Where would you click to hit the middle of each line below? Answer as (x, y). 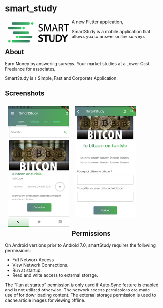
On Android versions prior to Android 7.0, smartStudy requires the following (81, 245)
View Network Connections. (40, 265)
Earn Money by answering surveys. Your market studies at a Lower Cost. (78, 63)
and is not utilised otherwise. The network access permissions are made (78, 290)
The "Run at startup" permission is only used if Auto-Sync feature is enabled (82, 285)
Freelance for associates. (30, 69)
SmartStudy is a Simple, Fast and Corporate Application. (62, 78)
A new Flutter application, (98, 22)
